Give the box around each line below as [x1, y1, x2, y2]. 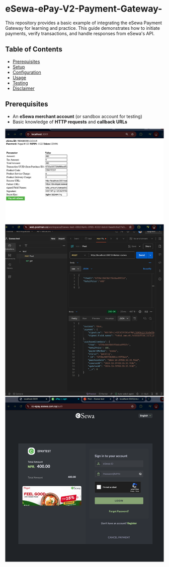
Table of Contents [5, 45, 63, 53]
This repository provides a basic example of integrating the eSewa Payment [5, 20, 162, 26]
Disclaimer [12, 85, 35, 91]
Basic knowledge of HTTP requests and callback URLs [12, 119, 127, 125]
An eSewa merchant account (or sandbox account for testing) [12, 113, 142, 119]
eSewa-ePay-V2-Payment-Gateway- [5, 3, 162, 15]
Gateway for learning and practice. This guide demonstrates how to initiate [5, 25, 160, 31]
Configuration [12, 69, 41, 75]
